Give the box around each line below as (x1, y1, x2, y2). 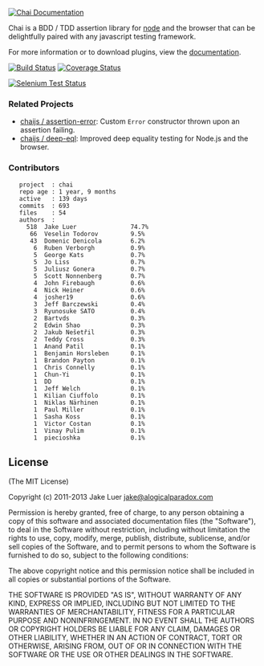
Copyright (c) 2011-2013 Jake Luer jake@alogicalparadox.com (8, 492, 214, 502)
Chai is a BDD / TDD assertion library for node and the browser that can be (8, 23, 255, 32)
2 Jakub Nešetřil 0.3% (33, 328, 146, 337)
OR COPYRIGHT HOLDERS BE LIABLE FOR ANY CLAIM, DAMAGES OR (8, 624, 241, 634)
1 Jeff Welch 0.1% (33, 384, 146, 393)
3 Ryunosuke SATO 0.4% (33, 307, 146, 315)
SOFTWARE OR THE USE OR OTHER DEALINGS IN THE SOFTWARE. (8, 650, 234, 660)
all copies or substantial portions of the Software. (8, 574, 171, 584)
